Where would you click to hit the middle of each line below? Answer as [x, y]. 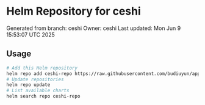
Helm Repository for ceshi [74, 11]
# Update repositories [35, 79]
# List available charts [38, 91]
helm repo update [28, 85]
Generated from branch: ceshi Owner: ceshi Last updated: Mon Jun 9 [94, 28]
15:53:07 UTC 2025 [31, 34]
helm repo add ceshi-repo [39, 74]
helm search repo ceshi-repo [43, 96]
